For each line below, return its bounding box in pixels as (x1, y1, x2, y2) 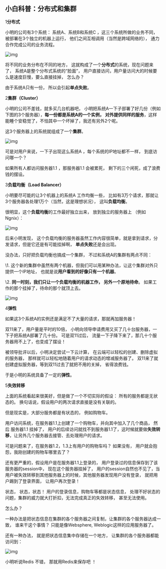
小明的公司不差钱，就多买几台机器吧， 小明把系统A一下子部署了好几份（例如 (5, 105, 161, 111)
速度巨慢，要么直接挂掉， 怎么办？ (13, 74, 84, 80)
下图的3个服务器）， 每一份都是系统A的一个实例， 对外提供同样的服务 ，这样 (5, 112, 157, 118)
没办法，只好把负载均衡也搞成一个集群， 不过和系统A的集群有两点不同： (5, 251, 152, 258)
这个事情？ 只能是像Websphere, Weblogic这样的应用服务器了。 (28, 522, 157, 528)
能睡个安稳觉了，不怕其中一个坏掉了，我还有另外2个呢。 (5, 118, 121, 123)
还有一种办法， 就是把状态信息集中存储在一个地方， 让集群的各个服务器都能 (5, 532, 159, 538)
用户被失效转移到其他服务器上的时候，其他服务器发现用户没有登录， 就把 (5, 472, 154, 478)
